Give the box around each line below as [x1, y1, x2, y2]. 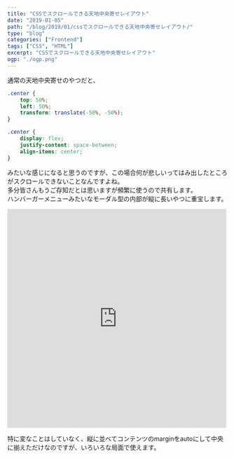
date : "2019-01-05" [7, 17, 64, 24]
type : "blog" [7, 29, 46, 37]
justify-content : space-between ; [20, 141, 118, 148]
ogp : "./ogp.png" [7, 56, 58, 63]
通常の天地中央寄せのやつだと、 [7, 76, 99, 84]
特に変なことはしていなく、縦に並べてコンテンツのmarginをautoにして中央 [7, 434, 223, 443]
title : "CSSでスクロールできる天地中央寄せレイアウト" [7, 10, 149, 18]
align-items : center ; [20, 148, 83, 155]
